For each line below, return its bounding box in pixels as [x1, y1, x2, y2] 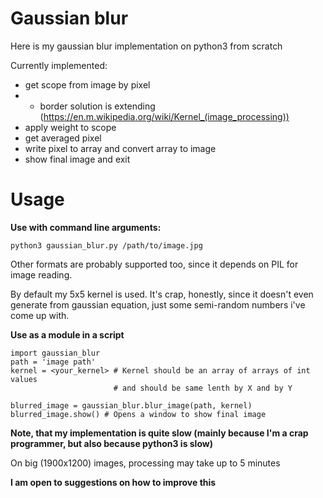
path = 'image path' [10, 357, 97, 367]
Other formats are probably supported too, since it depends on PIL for [10, 258, 299, 270]
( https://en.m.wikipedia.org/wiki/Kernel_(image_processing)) [39, 110, 290, 122]
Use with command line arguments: [10, 221, 162, 233]
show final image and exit [24, 153, 131, 165]
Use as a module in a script [10, 328, 125, 341]
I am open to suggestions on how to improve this [10, 476, 217, 488]
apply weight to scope [24, 121, 117, 133]
